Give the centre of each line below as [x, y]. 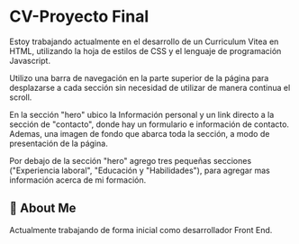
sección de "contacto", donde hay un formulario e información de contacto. [149, 124]
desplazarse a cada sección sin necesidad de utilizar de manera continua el [150, 87]
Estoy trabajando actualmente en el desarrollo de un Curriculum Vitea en [144, 41]
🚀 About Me [43, 208]
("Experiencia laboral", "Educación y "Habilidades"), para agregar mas [140, 170]
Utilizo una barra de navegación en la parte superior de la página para [139, 77]
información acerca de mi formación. [78, 180]
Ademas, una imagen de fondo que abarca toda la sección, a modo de [140, 133]
